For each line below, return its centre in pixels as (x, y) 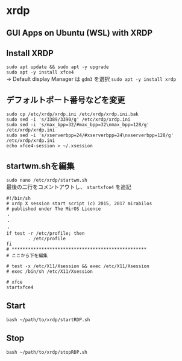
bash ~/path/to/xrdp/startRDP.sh (48, 320)
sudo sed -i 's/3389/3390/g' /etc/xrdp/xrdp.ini (68, 120)
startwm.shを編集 (40, 166)
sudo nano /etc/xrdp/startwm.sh (47, 180)
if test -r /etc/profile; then (45, 234)
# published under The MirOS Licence (54, 209)
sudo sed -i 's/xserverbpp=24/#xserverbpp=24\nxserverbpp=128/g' (90, 136)
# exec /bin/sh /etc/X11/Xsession (50, 272)
